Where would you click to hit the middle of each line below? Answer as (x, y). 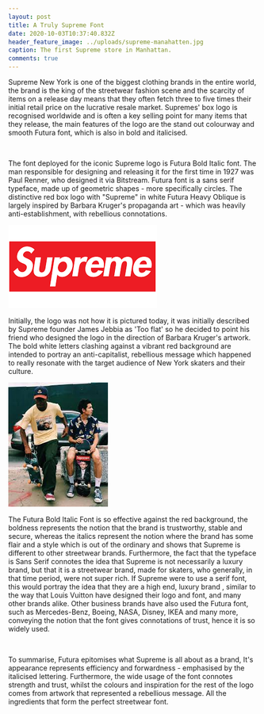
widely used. (29, 629)
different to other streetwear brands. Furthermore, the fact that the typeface (132, 553)
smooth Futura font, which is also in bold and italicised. (98, 132)
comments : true (33, 59)
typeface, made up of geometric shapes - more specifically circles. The (125, 189)
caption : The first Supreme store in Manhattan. (90, 50)
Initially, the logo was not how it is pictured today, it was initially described (129, 321)
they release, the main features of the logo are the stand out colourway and (132, 124)
